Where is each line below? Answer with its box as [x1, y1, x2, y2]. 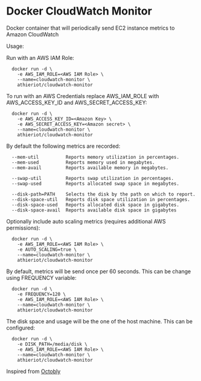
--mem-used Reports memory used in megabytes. [11, 159, 155, 165]
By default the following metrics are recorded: [6, 142, 121, 150]
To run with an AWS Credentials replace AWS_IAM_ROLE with [6, 92, 159, 99]
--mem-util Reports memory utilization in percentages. [11, 154, 180, 160]
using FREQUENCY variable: [6, 274, 77, 281]
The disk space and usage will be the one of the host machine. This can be [6, 317, 193, 325]
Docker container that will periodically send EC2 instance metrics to [6, 24, 175, 31]
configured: [6, 324, 35, 331]
